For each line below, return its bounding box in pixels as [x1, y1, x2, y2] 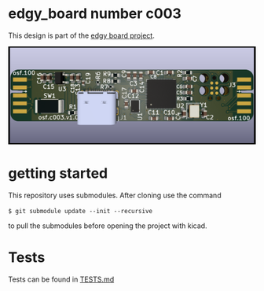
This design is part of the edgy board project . [8, 31, 155, 40]
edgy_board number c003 [8, 5, 182, 23]
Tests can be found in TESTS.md [8, 274, 115, 284]
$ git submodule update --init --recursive [8, 208, 153, 215]
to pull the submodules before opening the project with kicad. [8, 221, 207, 230]
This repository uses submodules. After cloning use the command [8, 190, 222, 201]
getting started [8, 164, 108, 182]
